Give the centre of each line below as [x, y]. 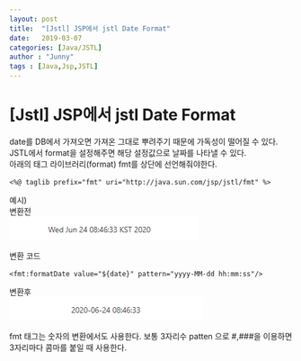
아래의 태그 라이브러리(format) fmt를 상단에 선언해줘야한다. [113, 164]
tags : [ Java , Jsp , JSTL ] [54, 67]
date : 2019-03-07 [46, 38]
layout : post [34, 19]
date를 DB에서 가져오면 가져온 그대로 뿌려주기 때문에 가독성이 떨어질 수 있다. [144, 141]
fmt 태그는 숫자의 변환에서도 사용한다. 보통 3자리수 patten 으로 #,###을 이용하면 [151, 336]
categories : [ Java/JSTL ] [56, 48]
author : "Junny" [42, 57]
